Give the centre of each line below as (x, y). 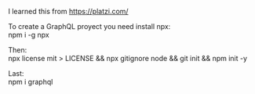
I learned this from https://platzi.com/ (68, 11)
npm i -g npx (29, 35)
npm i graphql (31, 82)
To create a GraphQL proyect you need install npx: (89, 26)
